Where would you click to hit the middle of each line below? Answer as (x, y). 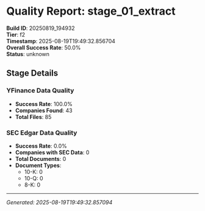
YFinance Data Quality (40, 91)
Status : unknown (28, 54)
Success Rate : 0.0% (41, 146)
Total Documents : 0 (41, 159)
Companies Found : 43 (44, 110)
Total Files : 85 (33, 116)
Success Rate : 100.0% (44, 104)
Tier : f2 (16, 34)
